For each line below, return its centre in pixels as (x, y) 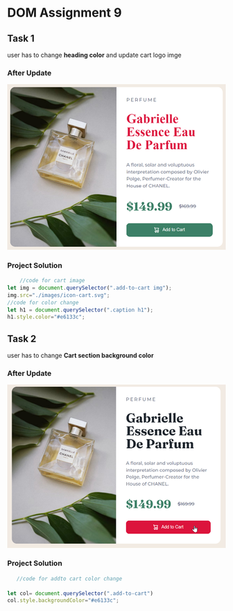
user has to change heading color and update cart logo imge (94, 55)
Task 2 (22, 339)
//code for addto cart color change (69, 578)
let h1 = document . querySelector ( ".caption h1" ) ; (80, 310)
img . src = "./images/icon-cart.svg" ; (59, 295)
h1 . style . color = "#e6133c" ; (46, 317)
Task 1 (21, 38)
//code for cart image (52, 281)
